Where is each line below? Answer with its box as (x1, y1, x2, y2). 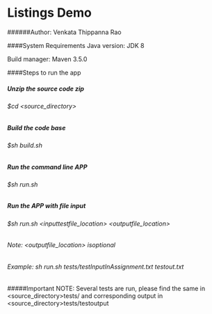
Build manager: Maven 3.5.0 (7, 54, 88, 63)
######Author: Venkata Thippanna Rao (7, 28, 122, 36)
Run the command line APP (7, 162, 88, 171)
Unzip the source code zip (7, 84, 85, 93)
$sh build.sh (7, 141, 43, 149)
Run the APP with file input (7, 202, 86, 210)
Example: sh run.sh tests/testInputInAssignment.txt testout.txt (7, 262, 184, 271)
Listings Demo (7, 5, 92, 21)
